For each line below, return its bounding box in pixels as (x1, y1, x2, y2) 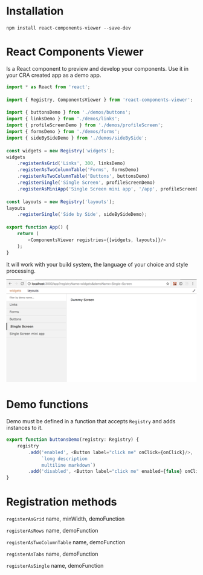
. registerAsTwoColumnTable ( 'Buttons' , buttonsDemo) (17, 174, 150, 180)
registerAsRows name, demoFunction (6, 527, 98, 534)
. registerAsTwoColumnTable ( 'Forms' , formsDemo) (17, 167, 139, 173)
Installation (6, 4, 64, 18)
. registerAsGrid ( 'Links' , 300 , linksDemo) (17, 160, 126, 167)
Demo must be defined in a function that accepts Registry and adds (6, 418, 176, 425)
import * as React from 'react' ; (6, 83, 91, 90)
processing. (6, 267, 36, 275)
